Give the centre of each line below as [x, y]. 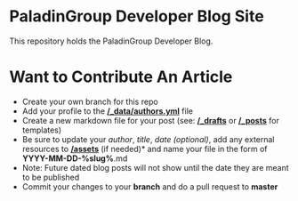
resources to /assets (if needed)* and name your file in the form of [145, 149]
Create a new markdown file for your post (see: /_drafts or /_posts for [151, 120]
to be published [51, 177]
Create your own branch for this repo [90, 101]
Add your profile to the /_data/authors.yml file [108, 111]
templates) [42, 130]
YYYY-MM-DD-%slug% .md [75, 158]
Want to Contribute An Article [121, 77]
